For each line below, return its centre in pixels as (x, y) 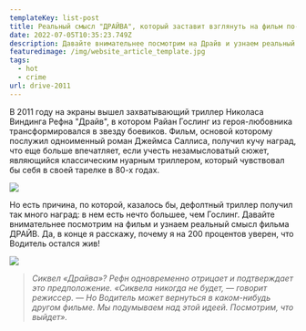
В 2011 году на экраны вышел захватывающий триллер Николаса (137, 111)
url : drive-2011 (40, 86)
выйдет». (50, 316)
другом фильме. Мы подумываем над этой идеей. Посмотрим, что (163, 307)
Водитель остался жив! (55, 243)
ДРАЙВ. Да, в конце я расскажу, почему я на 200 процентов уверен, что (152, 233)
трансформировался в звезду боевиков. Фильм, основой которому (141, 131)
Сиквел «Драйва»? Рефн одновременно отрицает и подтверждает (163, 278)
